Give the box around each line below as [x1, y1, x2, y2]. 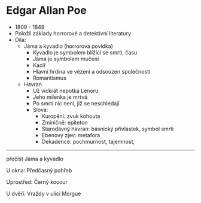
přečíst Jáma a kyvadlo [6, 155, 64, 162]
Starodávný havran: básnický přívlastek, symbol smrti [41, 125, 174, 132]
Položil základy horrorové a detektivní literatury [14, 29, 132, 37]
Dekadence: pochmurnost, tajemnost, [41, 138, 135, 145]
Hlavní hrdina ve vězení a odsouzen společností [32, 68, 151, 75]
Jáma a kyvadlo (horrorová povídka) [23, 43, 114, 50]
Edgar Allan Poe [6, 4, 87, 17]
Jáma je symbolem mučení [32, 55, 99, 62]
